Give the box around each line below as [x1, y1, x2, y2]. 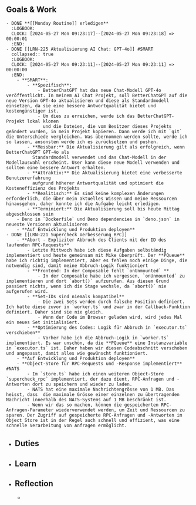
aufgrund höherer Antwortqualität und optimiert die [32, 180, 164, 186]
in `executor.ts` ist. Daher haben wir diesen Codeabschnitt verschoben [6, 345, 188, 351]
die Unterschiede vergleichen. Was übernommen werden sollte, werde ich [6, 134, 188, 140]
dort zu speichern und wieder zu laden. [32, 381, 133, 387]
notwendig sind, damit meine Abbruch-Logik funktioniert [6, 262, 148, 269]
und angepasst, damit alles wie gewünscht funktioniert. [6, 350, 148, 356]
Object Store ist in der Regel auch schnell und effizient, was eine [6, 417, 180, 423]
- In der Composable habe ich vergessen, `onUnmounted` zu [37, 273, 185, 279]
